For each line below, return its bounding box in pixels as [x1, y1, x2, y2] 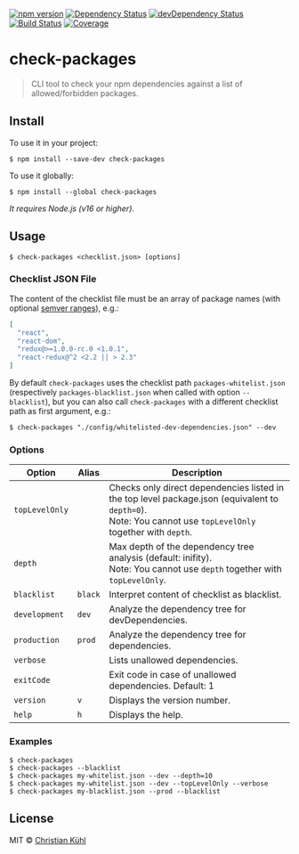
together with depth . [109, 526, 193, 539]
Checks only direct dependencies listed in [109, 482, 285, 494]
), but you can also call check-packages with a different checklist [44, 396, 279, 407]
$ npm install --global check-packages [9, 187, 158, 196]
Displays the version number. [109, 695, 231, 707]
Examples [9, 736, 53, 748]
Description [172, 467, 222, 479]
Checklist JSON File [9, 272, 97, 285]
